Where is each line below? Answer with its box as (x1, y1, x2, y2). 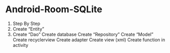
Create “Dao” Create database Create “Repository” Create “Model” (12, 31, 154, 37)
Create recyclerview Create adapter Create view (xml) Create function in (12, 37, 165, 43)
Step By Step (12, 20, 41, 26)
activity (12, 42, 29, 48)
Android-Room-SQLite (5, 4, 103, 15)
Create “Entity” (12, 25, 44, 32)
